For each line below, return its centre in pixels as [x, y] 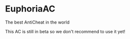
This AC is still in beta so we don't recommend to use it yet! [65, 31]
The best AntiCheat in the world [37, 22]
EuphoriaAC [30, 9]
